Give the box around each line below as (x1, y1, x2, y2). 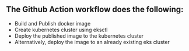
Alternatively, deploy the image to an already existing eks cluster (14, 38, 170, 45)
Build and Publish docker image (14, 20, 91, 27)
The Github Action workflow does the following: (6, 5, 184, 14)
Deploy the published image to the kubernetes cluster (14, 32, 144, 39)
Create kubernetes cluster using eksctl (14, 26, 108, 33)
